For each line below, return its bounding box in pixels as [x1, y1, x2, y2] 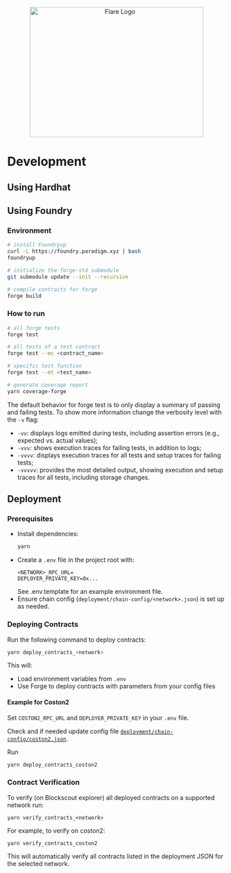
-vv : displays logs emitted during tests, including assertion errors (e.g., [17, 429, 220, 437]
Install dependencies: [17, 530, 79, 538]
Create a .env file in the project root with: [17, 556, 135, 564]
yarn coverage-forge [7, 388, 67, 395]
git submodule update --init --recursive [7, 273, 129, 281]
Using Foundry [7, 205, 73, 217]
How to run [7, 309, 45, 319]
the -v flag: [7, 415, 40, 424]
